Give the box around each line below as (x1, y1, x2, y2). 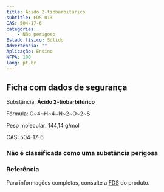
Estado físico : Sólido (6, 37, 64, 43)
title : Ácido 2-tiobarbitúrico (6, 9, 86, 15)
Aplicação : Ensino (6, 49, 53, 55)
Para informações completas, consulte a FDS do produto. (6, 179, 150, 186)
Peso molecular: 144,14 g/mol (6, 122, 80, 129)
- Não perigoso (17, 32, 56, 38)
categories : (6, 26, 36, 32)
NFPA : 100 (6, 54, 32, 60)
